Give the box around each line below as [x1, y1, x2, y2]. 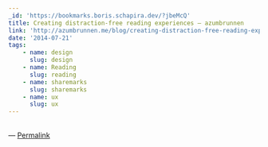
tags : [8, 41, 26, 49]
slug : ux [29, 100, 59, 108]
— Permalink [8, 130, 50, 140]
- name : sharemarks [22, 78, 88, 86]
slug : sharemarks [29, 85, 88, 94]
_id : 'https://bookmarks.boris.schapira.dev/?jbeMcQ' [8, 11, 191, 20]
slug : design [29, 56, 73, 64]
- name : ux [22, 93, 59, 101]
